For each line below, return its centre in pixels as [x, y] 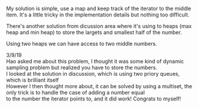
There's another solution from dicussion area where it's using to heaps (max [99, 26]
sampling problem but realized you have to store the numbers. [82, 67]
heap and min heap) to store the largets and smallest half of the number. [94, 32]
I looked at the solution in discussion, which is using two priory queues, [93, 74]
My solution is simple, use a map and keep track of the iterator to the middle [99, 9]
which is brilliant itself [33, 80]
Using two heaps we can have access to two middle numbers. [82, 44]
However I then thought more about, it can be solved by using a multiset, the [99, 86]
